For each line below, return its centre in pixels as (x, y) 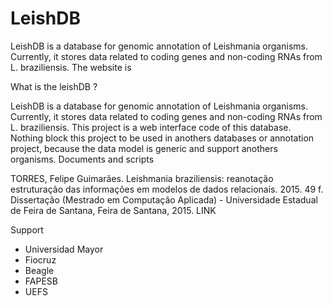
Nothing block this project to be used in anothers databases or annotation (162, 138)
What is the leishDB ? (54, 86)
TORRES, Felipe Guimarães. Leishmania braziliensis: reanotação (142, 178)
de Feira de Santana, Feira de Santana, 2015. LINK (113, 210)
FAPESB (41, 281)
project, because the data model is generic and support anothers (144, 148)
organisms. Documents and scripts (82, 159)
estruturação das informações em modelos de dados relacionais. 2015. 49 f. (167, 189)
